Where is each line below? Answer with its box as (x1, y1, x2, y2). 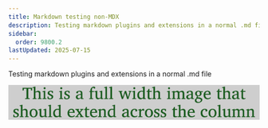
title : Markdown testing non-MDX (8, 13, 120, 21)
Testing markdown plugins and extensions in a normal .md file (8, 69, 212, 79)
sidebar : (8, 29, 37, 37)
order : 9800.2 (15, 38, 62, 46)
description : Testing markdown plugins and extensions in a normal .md (8, 21, 251, 29)
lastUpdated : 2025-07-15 (8, 46, 91, 55)
